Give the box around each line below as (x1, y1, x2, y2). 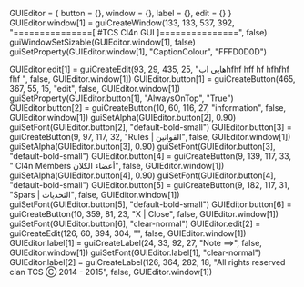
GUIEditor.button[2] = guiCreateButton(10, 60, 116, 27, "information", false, (9, 103, 287, 113)
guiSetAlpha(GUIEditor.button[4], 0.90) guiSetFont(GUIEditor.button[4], (9, 170, 276, 181)
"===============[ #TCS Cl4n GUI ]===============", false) (9, 27, 268, 37)
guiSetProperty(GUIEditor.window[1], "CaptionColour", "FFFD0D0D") (9, 46, 267, 57)
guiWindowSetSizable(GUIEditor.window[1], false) (9, 36, 196, 47)
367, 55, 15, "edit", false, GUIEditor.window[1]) (9, 84, 180, 94)
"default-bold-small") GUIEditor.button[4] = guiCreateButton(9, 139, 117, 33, (9, 151, 291, 162)
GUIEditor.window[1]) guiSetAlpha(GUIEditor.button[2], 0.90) (9, 113, 237, 123)
